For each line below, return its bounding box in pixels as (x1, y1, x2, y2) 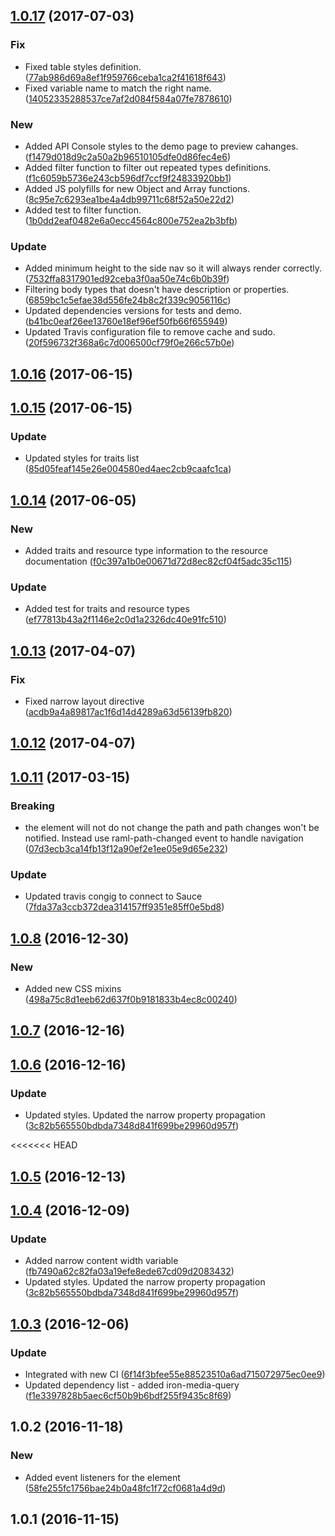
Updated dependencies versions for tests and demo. (24, 305, 242, 317)
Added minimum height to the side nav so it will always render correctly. (24, 262, 323, 274)
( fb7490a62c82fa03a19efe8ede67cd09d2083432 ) (24, 1265, 235, 1278)
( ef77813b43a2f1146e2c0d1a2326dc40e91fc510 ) (24, 614, 227, 626)
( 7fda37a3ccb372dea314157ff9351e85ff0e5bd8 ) (24, 901, 225, 913)
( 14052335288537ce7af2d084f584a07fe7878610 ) (24, 92, 233, 104)
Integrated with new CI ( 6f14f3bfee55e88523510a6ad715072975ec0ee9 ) (24, 1368, 326, 1380)
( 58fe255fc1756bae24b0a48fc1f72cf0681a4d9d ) (24, 1482, 227, 1494)
